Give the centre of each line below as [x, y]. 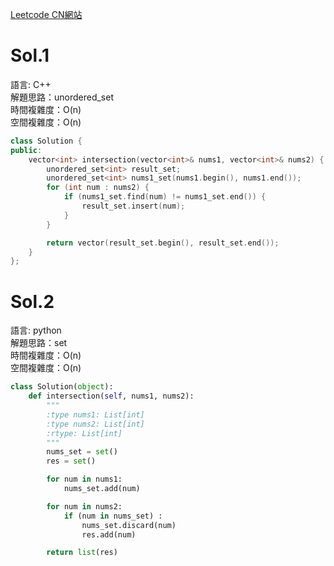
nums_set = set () [82, 452]
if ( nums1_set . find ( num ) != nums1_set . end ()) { [165, 197]
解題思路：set [39, 343]
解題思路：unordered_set [62, 97]
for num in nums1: [84, 479]
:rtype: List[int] [84, 433]
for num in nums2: [84, 506]
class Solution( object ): [62, 387]
